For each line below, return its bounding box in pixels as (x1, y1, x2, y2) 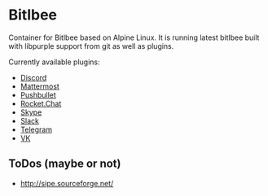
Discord (20, 72, 47, 82)
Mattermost (20, 81, 59, 91)
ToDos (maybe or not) (8, 157, 121, 171)
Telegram (20, 124, 53, 134)
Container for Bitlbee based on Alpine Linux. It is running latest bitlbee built (8, 33, 260, 42)
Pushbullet (20, 89, 57, 99)
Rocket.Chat (20, 98, 62, 108)
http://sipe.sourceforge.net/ (20, 178, 114, 188)
